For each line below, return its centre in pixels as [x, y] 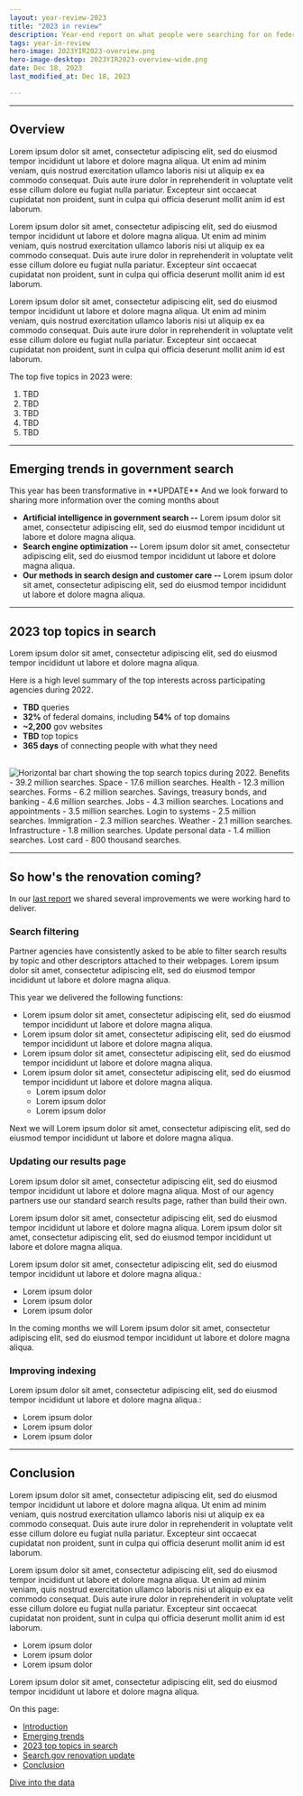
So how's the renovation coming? [106, 877]
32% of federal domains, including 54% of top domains [126, 717]
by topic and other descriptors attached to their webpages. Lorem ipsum [144, 961]
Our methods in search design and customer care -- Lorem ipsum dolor [158, 575]
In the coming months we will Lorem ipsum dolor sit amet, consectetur [140, 1327]
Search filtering [44, 931]
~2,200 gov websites [63, 727]
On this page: [34, 1708]
